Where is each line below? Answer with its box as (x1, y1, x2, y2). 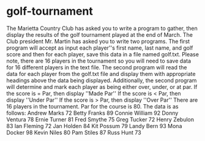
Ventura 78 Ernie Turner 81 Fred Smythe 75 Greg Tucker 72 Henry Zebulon (6, 115, 195, 123)
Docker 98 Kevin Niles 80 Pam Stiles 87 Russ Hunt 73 (6, 129, 142, 136)
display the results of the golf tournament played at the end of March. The (6, 31, 193, 38)
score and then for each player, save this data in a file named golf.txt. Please (6, 50, 199, 58)
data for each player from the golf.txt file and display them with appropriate (6, 70, 196, 77)
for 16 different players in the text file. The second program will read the (6, 63, 187, 71)
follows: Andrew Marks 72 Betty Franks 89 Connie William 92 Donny (6, 109, 179, 116)
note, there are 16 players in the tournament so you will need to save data (6, 57, 192, 64)
